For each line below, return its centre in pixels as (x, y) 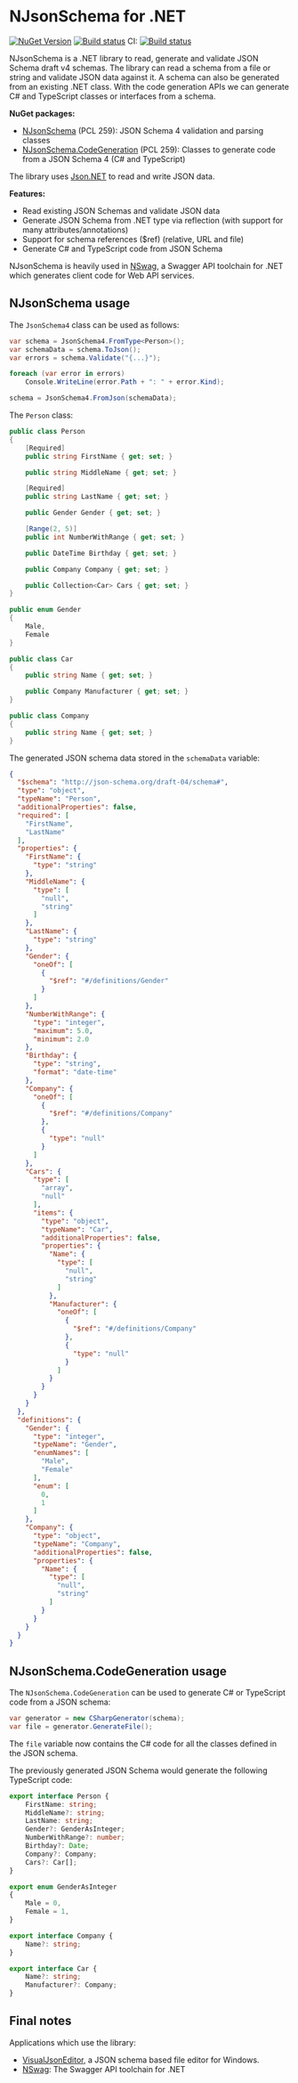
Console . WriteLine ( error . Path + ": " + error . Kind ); (125, 382)
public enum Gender (45, 610)
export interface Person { (59, 1796)
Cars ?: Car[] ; (51, 1862)
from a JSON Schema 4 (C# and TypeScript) (104, 159)
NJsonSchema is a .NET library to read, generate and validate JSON (134, 58)
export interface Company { (61, 1936)
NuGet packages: (42, 113)
